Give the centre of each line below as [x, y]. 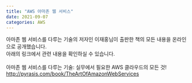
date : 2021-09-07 [27, 17]
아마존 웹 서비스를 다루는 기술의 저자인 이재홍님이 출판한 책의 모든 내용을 [88, 39]
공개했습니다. [32, 46]
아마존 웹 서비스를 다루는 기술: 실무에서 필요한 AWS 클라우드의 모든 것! [86, 67]
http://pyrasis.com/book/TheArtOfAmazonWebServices [73, 74]
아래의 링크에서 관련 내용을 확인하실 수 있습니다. [61, 54]
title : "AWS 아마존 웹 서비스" [40, 11]
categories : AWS [26, 22]
